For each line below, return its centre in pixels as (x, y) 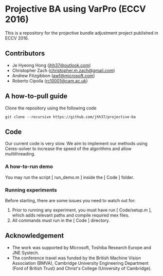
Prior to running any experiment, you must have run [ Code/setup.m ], (82, 210)
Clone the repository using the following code (51, 108)
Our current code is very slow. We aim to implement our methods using (76, 144)
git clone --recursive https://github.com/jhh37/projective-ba (71, 117)
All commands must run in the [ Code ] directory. (61, 220)
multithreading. (20, 154)
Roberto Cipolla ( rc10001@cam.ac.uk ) (50, 81)
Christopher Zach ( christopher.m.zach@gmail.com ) (63, 70)
